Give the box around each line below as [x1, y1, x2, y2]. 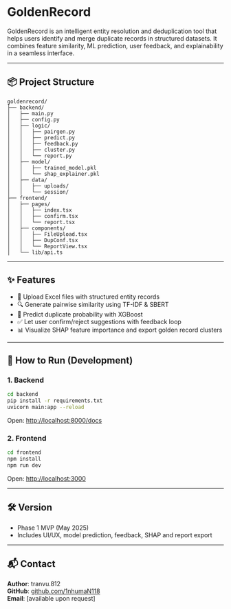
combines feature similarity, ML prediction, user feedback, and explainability [7, 41, 223, 50]
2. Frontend [7, 433, 47, 443]
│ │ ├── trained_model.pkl [7, 164, 97, 171]
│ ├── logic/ [7, 122, 51, 129]
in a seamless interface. [7, 49, 75, 57]
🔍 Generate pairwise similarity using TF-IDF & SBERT [16, 300, 169, 308]
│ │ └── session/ [7, 188, 69, 195]
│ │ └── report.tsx [7, 219, 76, 226]
